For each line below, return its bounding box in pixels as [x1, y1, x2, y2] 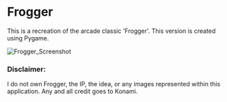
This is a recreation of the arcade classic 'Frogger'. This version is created [7, 27, 216, 35]
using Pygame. [7, 34, 49, 42]
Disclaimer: [7, 64, 46, 74]
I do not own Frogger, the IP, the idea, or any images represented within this [7, 80, 221, 88]
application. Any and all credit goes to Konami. [7, 87, 138, 96]
